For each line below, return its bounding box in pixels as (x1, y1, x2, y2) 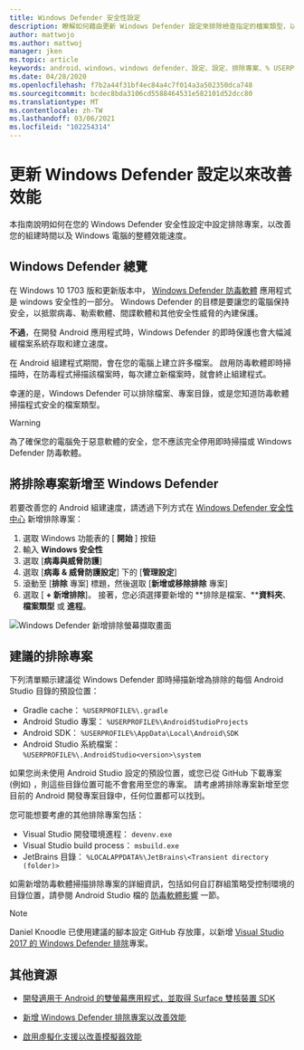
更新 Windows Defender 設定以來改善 (9, 165, 292, 186)
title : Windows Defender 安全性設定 (9, 13, 141, 23)
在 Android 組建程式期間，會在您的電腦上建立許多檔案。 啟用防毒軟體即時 (9, 357, 283, 367)
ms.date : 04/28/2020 (9, 72, 88, 81)
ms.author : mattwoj (9, 38, 83, 48)
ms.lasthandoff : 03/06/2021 (9, 114, 116, 123)
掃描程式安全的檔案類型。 (9, 399, 105, 410)
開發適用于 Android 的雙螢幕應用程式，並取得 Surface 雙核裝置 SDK (22, 993, 276, 1004)
